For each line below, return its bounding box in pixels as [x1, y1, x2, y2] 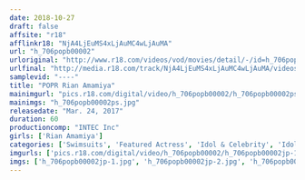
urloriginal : [9, 55, 59, 65]
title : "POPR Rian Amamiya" [9, 81, 116, 90]
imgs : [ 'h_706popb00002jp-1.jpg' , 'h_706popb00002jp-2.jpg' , [9, 156, 246, 166]
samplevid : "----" [9, 73, 79, 82]
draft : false [9, 22, 59, 31]
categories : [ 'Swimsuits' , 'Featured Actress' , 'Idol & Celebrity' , [9, 140, 274, 149]
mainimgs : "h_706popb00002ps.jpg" [9, 97, 141, 107]
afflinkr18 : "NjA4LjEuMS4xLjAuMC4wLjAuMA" [9, 38, 172, 48]
